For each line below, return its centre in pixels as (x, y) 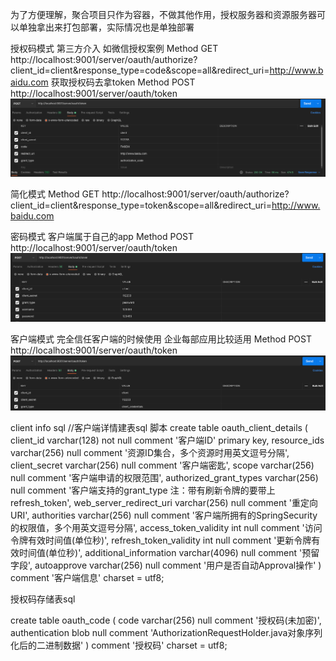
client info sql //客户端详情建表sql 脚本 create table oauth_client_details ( (159, 428)
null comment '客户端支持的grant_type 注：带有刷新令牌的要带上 (143, 490)
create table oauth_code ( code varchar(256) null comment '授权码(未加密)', (166, 620)
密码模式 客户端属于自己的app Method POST (102, 236)
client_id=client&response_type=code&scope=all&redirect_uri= (140, 70)
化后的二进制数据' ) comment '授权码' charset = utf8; (119, 645)
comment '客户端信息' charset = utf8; (87, 578)
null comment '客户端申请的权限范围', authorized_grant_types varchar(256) (164, 478)
